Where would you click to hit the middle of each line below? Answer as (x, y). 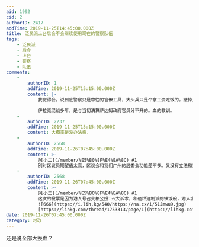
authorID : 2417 (25, 23)
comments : (18, 72)
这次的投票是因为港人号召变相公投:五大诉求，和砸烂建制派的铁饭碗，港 (112, 198)
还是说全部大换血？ (30, 238)
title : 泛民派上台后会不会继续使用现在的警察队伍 (60, 34)
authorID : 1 (42, 84)
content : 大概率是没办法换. (59, 133)
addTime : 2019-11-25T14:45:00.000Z (50, 28)
